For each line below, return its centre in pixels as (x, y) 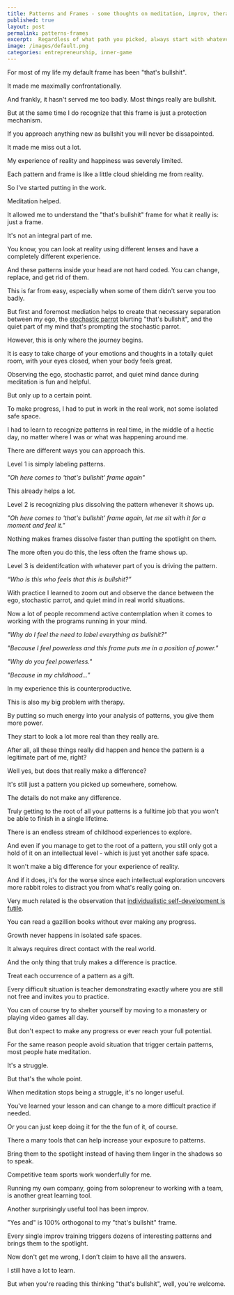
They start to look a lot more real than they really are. (83, 736)
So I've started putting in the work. (57, 187)
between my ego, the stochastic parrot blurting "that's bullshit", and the (110, 319)
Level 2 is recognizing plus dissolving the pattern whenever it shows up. (111, 504)
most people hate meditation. (49, 1051)
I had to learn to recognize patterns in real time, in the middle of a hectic (111, 430)
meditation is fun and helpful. (49, 382)
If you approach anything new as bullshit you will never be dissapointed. (111, 134)
